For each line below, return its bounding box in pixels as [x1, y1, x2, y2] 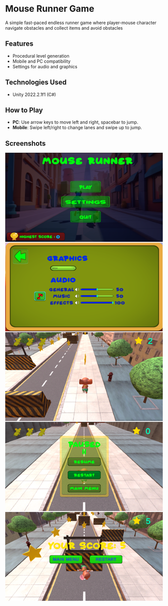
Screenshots [5, 139, 46, 148]
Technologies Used [5, 78, 66, 87]
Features [5, 40, 33, 48]
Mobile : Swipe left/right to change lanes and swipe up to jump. [12, 125, 142, 131]
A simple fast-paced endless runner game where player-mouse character [5, 20, 156, 26]
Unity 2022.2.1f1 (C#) [12, 91, 56, 97]
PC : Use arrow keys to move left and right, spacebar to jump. [12, 119, 138, 126]
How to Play [5, 106, 43, 114]
